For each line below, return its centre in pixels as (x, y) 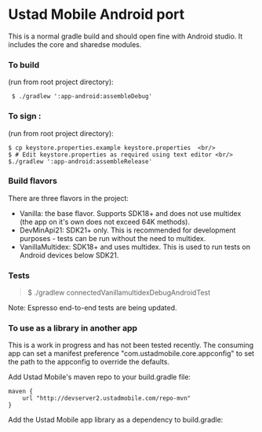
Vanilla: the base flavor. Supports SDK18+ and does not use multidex (130, 213)
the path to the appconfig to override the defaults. (89, 362)
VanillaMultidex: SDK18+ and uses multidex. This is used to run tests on (135, 247)
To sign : (25, 116)
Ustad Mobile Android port (96, 15)
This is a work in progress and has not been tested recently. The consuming (131, 345)
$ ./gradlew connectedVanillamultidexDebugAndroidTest (119, 293)
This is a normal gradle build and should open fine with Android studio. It (126, 36)
